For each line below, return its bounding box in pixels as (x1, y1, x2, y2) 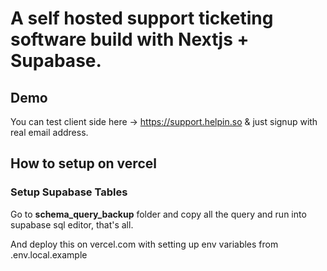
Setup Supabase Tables (10, 185, 128, 199)
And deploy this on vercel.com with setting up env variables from (10, 238, 279, 250)
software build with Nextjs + (10, 28, 250, 51)
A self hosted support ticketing (10, 7, 274, 30)
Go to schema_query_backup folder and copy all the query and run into (10, 208, 307, 220)
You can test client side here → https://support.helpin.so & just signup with (10, 116, 318, 127)
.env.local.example (10, 248, 88, 261)
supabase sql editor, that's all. (10, 218, 134, 231)
